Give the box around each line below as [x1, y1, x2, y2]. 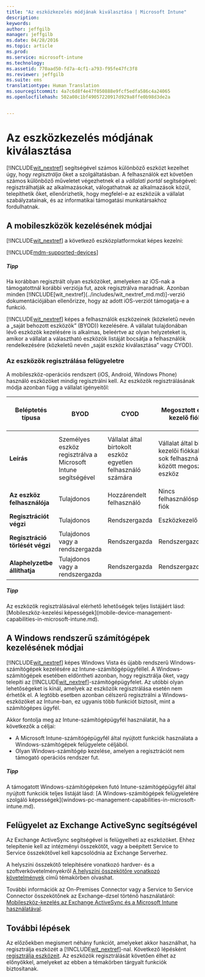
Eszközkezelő [158, 516, 198, 524]
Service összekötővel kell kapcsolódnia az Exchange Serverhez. [6, 849, 168, 857]
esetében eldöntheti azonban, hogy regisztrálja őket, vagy [43, 671, 189, 679]
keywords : [6, 20, 32, 26]
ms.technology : [6, 60, 45, 66]
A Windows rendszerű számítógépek [6, 633, 150, 643]
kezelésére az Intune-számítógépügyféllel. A [43, 665, 156, 673]
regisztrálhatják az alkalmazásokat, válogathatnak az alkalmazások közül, [6, 184, 191, 191]
